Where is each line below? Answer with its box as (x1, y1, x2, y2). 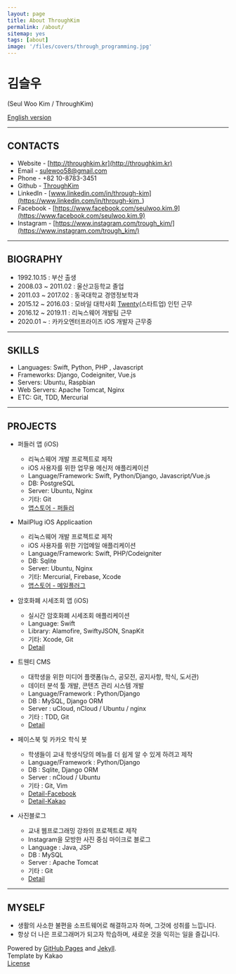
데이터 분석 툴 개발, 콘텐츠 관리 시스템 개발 (27, 681, 145, 690)
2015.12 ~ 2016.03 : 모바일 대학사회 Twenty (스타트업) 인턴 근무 (17, 299, 193, 308)
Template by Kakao (7, 951, 63, 960)
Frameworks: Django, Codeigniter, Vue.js (17, 371, 136, 379)
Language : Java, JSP (27, 844, 91, 852)
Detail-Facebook (27, 789, 77, 798)
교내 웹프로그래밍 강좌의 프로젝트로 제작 (27, 827, 138, 835)
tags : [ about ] (7, 37, 49, 44)
